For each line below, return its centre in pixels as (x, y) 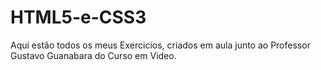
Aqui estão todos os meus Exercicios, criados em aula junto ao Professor (160, 45)
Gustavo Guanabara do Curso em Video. (93, 55)
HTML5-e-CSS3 (78, 17)
